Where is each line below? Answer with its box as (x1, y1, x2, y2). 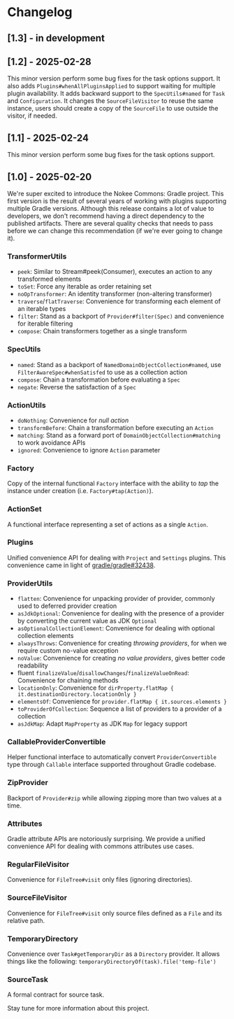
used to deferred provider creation (17, 602, 117, 610)
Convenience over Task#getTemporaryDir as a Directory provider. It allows (7, 950, 220, 958)
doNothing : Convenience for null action (17, 416, 129, 424)
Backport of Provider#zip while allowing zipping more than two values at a (7, 793, 222, 802)
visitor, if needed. (7, 111, 57, 120)
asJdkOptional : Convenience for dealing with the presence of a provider (17, 609, 225, 618)
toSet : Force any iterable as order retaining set (17, 282, 152, 291)
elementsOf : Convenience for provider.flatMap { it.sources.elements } (17, 698, 227, 706)
